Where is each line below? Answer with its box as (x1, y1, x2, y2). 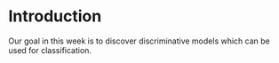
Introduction (8, 6, 102, 27)
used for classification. (8, 44, 92, 55)
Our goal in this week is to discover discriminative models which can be (8, 35, 270, 46)
